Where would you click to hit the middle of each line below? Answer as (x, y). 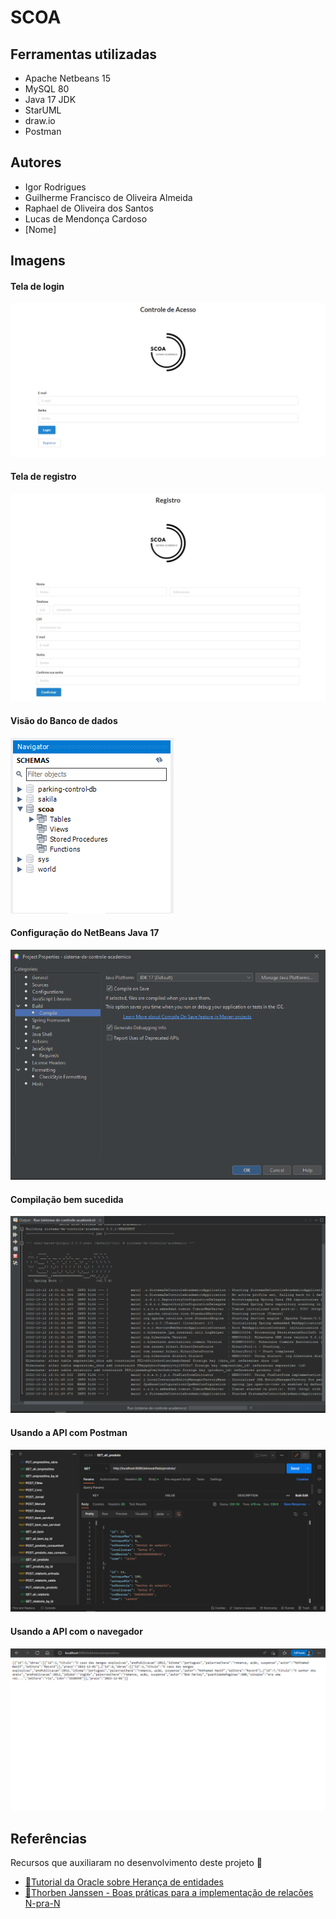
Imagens (38, 261)
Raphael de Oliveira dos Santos (89, 208)
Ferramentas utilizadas (84, 54)
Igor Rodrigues (55, 187)
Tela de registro (43, 477)
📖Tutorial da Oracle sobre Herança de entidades (124, 1882)
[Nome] (40, 229)
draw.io (40, 120)
